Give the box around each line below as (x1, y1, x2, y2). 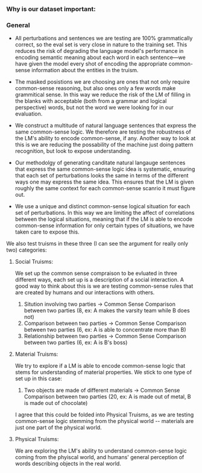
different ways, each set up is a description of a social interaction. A (14, 276, 184, 283)
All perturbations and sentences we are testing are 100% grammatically (14, 35, 193, 42)
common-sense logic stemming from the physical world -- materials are (14, 418, 194, 425)
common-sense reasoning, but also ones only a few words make (14, 85, 176, 92)
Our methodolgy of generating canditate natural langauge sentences (14, 159, 186, 167)
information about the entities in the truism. (31, 67, 139, 74)
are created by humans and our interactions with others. (14, 289, 155, 296)
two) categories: (6, 246, 47, 254)
